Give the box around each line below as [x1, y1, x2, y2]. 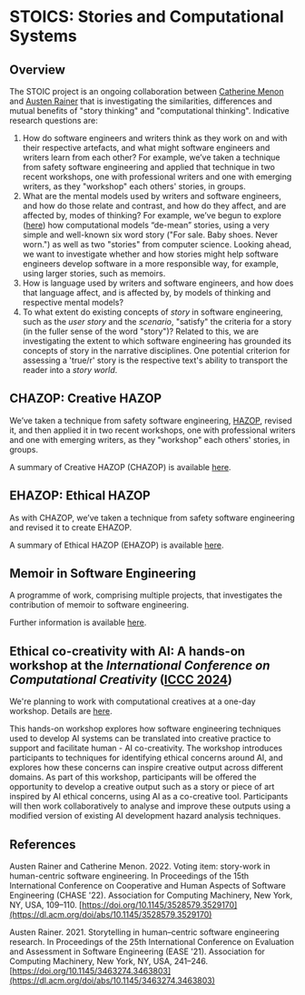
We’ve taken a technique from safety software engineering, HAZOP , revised [9, 415, 292, 426]
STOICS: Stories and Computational [9, 6, 284, 27]
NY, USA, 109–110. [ [9, 900, 83, 910]
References [9, 837, 76, 852]
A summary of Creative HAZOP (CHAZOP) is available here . [9, 461, 231, 472]
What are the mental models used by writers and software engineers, [22, 191, 281, 201]
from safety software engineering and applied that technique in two [22, 162, 275, 172]
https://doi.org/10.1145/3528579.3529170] [81, 900, 238, 910]
